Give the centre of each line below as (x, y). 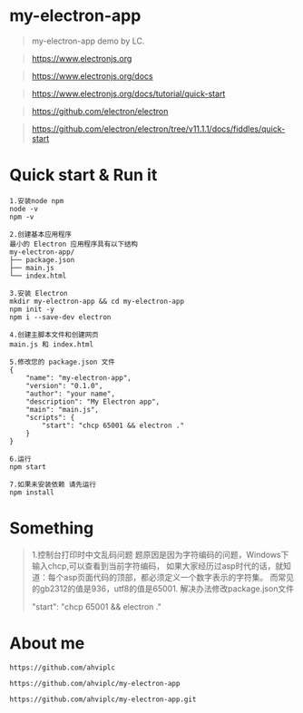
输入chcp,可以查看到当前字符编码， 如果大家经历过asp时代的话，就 (157, 566)
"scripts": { (50, 417)
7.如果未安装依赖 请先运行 (53, 484)
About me (47, 643)
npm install (32, 492)
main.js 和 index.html (51, 344)
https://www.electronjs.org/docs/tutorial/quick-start (128, 93)
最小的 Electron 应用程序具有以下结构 (74, 244)
